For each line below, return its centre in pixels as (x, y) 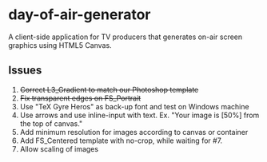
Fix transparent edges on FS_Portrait (80, 98)
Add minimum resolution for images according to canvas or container (134, 132)
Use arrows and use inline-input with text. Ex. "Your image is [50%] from (139, 115)
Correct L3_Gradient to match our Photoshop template (109, 89)
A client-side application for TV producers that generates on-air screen (126, 37)
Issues (25, 71)
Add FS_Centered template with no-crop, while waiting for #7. (121, 140)
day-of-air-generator (80, 15)
